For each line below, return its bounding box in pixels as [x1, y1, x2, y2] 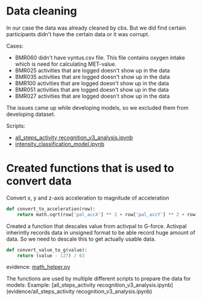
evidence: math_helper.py [6, 264, 71, 271]
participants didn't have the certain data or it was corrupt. [6, 30, 150, 37]
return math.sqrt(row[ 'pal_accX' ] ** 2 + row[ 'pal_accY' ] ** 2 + [17, 211, 185, 218]
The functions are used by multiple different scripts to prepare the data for [6, 275, 191, 282]
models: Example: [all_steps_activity [6, 282, 96, 289]
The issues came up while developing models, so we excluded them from [6, 104, 189, 111]
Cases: [6, 42, 24, 49]
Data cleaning [6, 4, 77, 18]
